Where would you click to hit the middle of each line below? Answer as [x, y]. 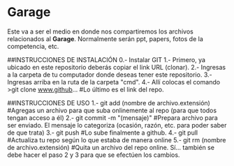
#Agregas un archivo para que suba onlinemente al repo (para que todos [112, 110]
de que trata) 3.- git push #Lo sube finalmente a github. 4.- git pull [102, 133]
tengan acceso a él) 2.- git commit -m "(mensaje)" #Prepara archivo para [112, 118]
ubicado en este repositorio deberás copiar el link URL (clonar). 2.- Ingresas [116, 67]
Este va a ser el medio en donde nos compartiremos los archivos [100, 31]
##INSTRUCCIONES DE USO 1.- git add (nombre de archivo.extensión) [109, 103]
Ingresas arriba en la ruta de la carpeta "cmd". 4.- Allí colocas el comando [114, 82]
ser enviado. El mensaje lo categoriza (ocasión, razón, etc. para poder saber [117, 125]
